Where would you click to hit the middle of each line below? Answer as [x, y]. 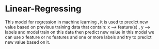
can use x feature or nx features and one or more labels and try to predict [78, 37]
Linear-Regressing [43, 9]
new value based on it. [28, 42]
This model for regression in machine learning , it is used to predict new [77, 22]
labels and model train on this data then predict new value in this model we [80, 32]
